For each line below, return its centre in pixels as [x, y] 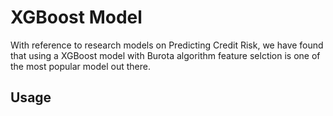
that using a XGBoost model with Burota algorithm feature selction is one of [165, 55]
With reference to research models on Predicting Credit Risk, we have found [167, 45]
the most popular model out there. [80, 66]
